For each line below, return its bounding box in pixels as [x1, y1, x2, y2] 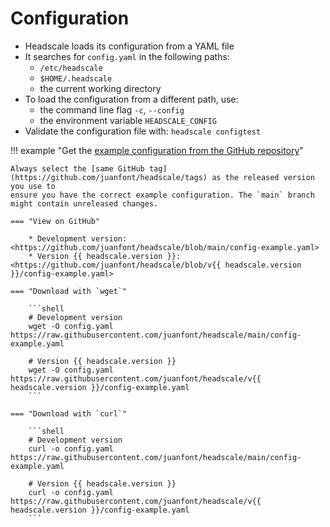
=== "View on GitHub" [10, 216, 101, 226]
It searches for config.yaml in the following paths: [24, 50, 230, 62]
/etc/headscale [39, 63, 103, 73]
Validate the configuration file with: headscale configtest [24, 125, 262, 137]
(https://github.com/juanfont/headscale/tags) [10, 172, 208, 182]
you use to [10, 181, 56, 191]
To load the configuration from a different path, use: [24, 93, 239, 105]
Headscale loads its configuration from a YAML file [24, 40, 235, 52]
